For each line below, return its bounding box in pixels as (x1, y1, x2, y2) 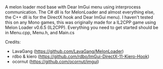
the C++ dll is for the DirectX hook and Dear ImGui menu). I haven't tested (5, 14, 153, 20)
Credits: (5, 39, 21, 45)
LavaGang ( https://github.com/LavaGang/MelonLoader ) (12, 48, 124, 54)
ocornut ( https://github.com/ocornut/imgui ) (12, 59, 99, 64)
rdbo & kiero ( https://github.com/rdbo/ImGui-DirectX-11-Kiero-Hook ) (12, 54, 149, 59)
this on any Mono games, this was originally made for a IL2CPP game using (5, 19, 156, 25)
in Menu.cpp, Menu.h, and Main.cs (5, 30, 74, 35)
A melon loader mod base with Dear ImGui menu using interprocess (5, 4, 141, 10)
